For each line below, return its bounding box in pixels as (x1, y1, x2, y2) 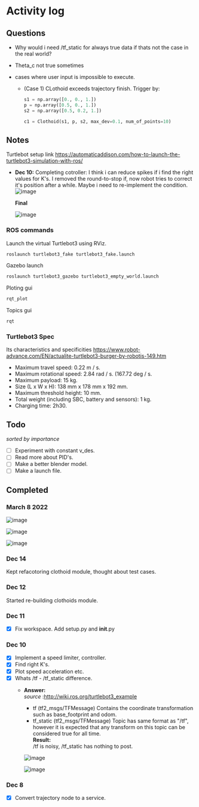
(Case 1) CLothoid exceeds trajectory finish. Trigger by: (23, 85, 160, 92)
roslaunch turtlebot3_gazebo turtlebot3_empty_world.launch (6, 273, 160, 279)
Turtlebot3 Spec (6, 333, 55, 341)
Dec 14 (6, 555, 27, 563)
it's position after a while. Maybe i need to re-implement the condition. (14, 181, 188, 189)
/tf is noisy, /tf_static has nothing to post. (32, 742, 133, 750)
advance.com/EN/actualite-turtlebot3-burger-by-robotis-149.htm (6, 352, 167, 360)
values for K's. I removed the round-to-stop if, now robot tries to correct (14, 175, 192, 182)
